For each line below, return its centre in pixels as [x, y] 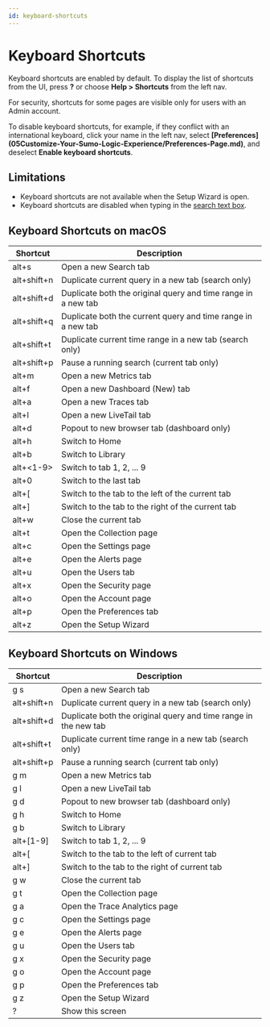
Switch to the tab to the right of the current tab [149, 507]
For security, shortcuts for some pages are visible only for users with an [127, 102]
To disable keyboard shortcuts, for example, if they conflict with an [119, 127]
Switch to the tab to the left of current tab [139, 854]
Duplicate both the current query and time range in [157, 317]
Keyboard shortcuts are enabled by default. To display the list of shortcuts [131, 78]
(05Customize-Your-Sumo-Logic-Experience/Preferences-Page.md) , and [134, 143]
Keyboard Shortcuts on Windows [93, 653]
